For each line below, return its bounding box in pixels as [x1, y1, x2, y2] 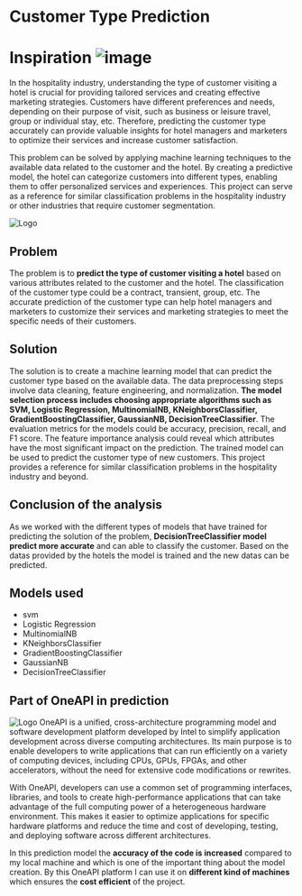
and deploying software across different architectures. [9, 830, 212, 841]
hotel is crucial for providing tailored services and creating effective [9, 87, 261, 98]
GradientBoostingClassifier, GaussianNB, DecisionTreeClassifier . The [9, 413, 275, 425]
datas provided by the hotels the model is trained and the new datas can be [9, 550, 290, 561]
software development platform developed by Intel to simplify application [9, 727, 281, 737]
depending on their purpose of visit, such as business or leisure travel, [9, 106, 271, 117]
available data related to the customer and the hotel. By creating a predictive [9, 162, 293, 173]
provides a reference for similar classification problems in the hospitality [9, 462, 278, 472]
